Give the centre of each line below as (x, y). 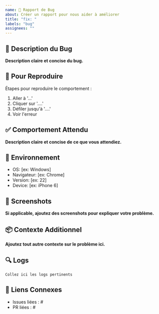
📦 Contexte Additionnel (43, 230)
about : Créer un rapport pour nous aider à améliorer (62, 14)
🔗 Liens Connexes (34, 290)
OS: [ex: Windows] (31, 169)
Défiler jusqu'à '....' (31, 108)
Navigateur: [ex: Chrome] (38, 175)
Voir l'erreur (25, 114)
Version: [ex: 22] (29, 180)
